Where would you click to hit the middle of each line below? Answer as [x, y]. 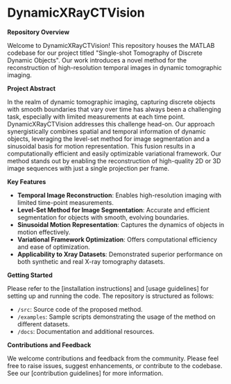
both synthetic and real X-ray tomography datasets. [91, 261]
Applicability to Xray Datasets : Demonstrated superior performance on [120, 254]
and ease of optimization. [53, 247]
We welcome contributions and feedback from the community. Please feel [113, 358]
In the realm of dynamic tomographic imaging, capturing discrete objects [111, 101]
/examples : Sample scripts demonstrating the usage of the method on [116, 317]
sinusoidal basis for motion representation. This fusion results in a [101, 146]
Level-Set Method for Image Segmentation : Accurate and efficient [113, 210]
